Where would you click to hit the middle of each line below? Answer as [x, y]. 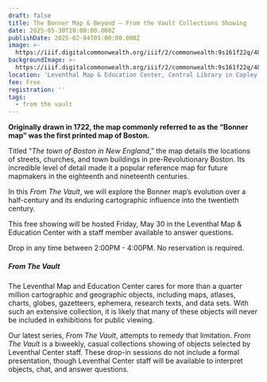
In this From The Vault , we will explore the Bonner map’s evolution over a [127, 192]
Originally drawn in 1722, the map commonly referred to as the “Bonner [128, 127]
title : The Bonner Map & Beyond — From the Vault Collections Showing [128, 23]
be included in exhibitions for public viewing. [81, 320]
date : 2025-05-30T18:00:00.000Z [62, 30]
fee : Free [25, 82]
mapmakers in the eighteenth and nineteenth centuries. [99, 177]
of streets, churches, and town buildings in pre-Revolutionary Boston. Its [127, 159]
